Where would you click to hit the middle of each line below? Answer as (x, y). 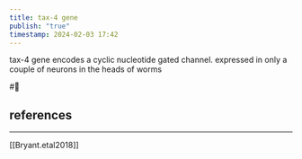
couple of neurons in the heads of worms (86, 69)
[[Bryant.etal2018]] (44, 146)
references (41, 115)
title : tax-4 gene (44, 18)
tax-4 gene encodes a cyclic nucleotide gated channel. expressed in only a (148, 60)
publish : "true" (40, 26)
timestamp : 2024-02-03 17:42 (64, 34)
